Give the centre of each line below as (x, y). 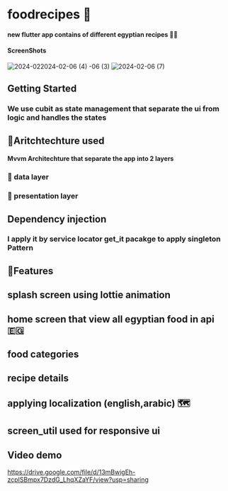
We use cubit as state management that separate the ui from (113, 109)
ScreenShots (27, 51)
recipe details (38, 378)
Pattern (21, 248)
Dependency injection (57, 219)
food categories (43, 354)
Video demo (35, 455)
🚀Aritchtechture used (56, 141)
